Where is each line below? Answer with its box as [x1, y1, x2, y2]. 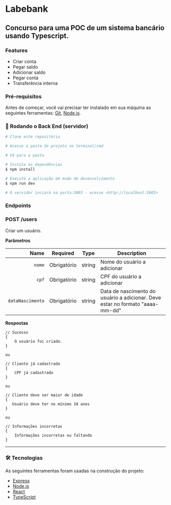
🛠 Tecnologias [5, 454, 43, 461]
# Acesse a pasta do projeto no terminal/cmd [5, 144, 103, 149]
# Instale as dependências [5, 162, 63, 167]
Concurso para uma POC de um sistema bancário [5, 24, 164, 32]
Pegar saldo [12, 63, 38, 70]
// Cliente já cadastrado [5, 361, 60, 366]
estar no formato [100, 300, 140, 308]
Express [12, 477, 30, 484]
